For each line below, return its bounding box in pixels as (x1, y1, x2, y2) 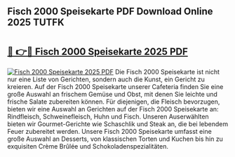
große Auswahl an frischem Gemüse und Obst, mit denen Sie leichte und (7, 90, 217, 98)
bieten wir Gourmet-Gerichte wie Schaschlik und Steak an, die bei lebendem (7, 120, 229, 128)
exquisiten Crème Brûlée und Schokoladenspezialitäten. (7, 142, 169, 150)
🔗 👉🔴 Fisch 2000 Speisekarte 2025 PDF (7, 46, 188, 57)
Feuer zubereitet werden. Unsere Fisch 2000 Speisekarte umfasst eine (7, 128, 212, 135)
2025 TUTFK (7, 17, 65, 29)
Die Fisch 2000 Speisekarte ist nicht (114, 68, 220, 76)
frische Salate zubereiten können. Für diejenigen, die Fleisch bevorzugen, (7, 97, 220, 106)
